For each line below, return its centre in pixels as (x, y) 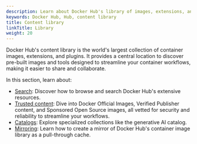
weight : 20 (19, 33)
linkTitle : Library (30, 28)
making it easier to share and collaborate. (56, 68)
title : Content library (35, 22)
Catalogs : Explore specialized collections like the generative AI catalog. (101, 122)
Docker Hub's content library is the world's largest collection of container (95, 50)
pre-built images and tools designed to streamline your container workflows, (98, 63)
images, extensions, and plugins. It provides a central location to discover (95, 56)
